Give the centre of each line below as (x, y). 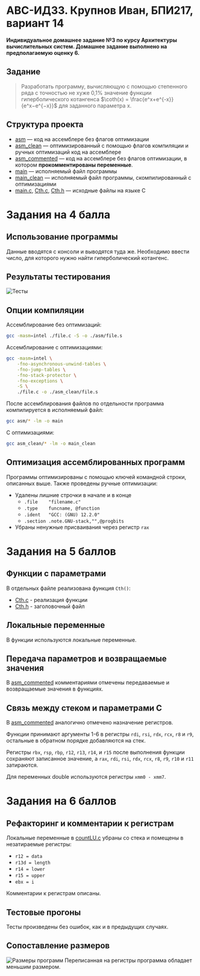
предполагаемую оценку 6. (43, 52)
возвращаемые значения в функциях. (55, 689)
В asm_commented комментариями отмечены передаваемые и (88, 683)
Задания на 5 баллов (61, 551)
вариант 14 (35, 23)
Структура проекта (45, 125)
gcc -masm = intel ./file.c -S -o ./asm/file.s (64, 336)
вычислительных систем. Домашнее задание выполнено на (87, 46)
